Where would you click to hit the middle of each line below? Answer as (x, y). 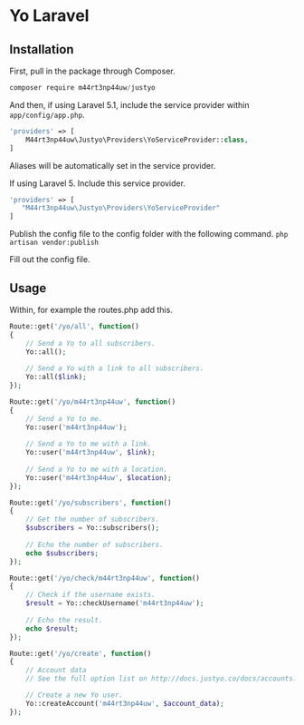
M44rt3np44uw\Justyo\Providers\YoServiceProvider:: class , (137, 140)
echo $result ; (52, 628)
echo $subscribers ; (62, 553)
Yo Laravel (49, 16)
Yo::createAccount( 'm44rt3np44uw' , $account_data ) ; (125, 703)
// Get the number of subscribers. (93, 519)
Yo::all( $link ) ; (57, 377)
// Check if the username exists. (90, 595)
